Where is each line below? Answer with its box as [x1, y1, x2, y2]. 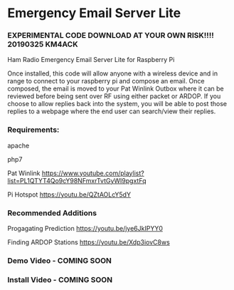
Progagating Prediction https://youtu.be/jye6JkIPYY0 [7, 224, 164, 233]
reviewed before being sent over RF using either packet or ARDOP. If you [7, 92, 221, 100]
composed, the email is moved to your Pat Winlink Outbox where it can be [7, 84, 224, 93]
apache [7, 141, 30, 150]
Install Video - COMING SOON [7, 274, 112, 284]
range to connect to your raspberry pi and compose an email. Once [7, 77, 205, 86]
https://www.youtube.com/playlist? [41, 169, 144, 177]
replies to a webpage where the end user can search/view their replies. [7, 107, 216, 115]
